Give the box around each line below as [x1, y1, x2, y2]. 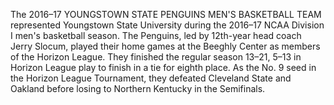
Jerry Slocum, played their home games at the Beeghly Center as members [10, 40, 321, 52]
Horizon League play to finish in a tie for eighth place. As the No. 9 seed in [10, 62, 317, 73]
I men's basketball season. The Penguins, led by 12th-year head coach [10, 30, 302, 41]
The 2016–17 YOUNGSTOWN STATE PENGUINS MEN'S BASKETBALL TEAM [10, 9, 322, 20]
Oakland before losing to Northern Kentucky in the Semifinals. [10, 83, 266, 94]
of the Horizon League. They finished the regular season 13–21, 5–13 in [10, 51, 302, 63]
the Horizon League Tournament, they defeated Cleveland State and [10, 72, 292, 84]
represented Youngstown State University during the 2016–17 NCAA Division [10, 19, 325, 31]
